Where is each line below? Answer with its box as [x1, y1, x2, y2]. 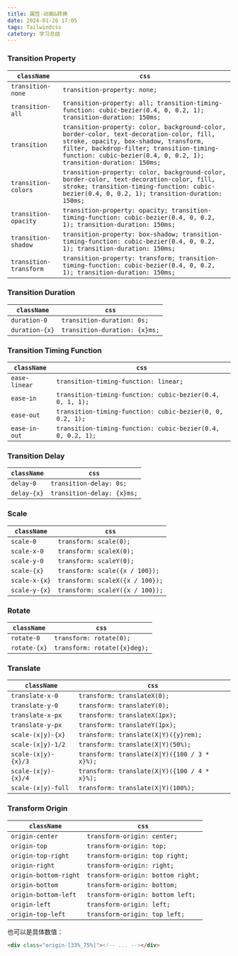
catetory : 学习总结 [7, 30, 61, 38]
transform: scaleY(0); [57, 557, 135, 565]
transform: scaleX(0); [57, 547, 135, 555]
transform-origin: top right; [86, 852, 189, 860]
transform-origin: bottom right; [86, 871, 200, 879]
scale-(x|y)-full [11, 784, 69, 792]
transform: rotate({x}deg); [54, 644, 149, 652]
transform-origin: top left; [86, 910, 186, 918]
